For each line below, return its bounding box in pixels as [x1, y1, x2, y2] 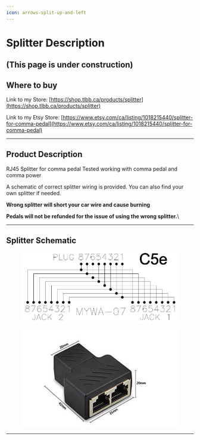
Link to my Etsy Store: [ [6, 114, 63, 121]
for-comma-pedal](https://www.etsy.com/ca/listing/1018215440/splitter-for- [6, 120, 193, 128]
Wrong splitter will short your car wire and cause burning [6, 201, 151, 208]
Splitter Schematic [6, 236, 77, 246]
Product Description [6, 149, 83, 159]
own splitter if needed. [6, 189, 61, 196]
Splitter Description [6, 36, 105, 50]
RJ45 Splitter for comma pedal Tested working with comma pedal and [6, 165, 177, 173]
